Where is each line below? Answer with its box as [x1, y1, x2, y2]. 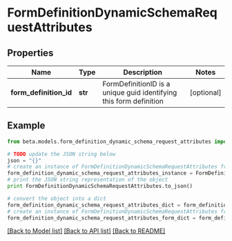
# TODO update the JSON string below [7, 151, 116, 157]
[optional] [189, 88, 222, 97]
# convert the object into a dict [7, 195, 107, 202]
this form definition [102, 97, 164, 106]
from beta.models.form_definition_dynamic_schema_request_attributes [7, 138, 212, 145]
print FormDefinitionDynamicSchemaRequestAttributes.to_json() [7, 183, 193, 190]
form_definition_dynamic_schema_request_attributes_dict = [7, 202, 181, 209]
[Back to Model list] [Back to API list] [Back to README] [7, 226, 166, 235]
